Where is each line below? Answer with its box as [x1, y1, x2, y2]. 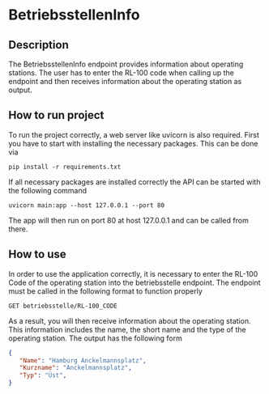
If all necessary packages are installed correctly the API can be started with [8, 176, 261, 187]
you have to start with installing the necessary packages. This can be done [8, 138, 258, 148]
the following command [8, 185, 88, 195]
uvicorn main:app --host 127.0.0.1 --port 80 [8, 201, 164, 210]
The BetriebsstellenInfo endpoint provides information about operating [8, 59, 244, 69]
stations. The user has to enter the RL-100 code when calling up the [8, 68, 235, 78]
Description [8, 38, 69, 52]
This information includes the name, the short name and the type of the [8, 324, 246, 334]
